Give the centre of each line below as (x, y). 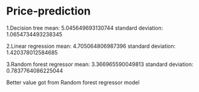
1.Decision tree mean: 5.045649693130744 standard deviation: (85, 28)
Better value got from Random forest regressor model (73, 82)
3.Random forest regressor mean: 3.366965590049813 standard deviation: (100, 64)
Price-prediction (48, 11)
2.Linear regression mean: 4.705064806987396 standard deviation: (91, 46)
